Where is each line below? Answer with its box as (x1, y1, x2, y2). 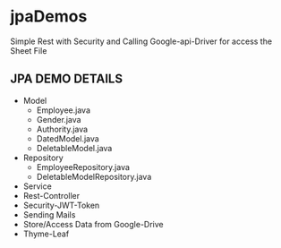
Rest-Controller (22, 190, 81, 201)
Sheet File (10, 45, 47, 56)
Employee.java (36, 105, 91, 115)
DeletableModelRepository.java (36, 171, 152, 182)
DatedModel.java (36, 133, 99, 144)
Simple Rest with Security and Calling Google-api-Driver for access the (10, 36, 272, 47)
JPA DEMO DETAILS (10, 72, 123, 87)
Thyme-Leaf (22, 228, 70, 239)
